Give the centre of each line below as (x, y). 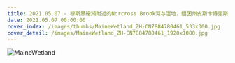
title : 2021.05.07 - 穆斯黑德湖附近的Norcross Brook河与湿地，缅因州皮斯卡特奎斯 (118, 13)
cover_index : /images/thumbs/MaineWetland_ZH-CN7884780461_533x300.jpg (114, 26)
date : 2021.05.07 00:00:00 (47, 20)
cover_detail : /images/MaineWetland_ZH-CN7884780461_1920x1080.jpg (108, 33)
